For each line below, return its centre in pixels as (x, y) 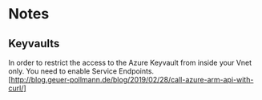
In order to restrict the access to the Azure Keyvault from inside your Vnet (130, 62)
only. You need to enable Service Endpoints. (81, 71)
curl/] (17, 88)
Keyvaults (34, 44)
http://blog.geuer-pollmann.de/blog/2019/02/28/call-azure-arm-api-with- (132, 80)
